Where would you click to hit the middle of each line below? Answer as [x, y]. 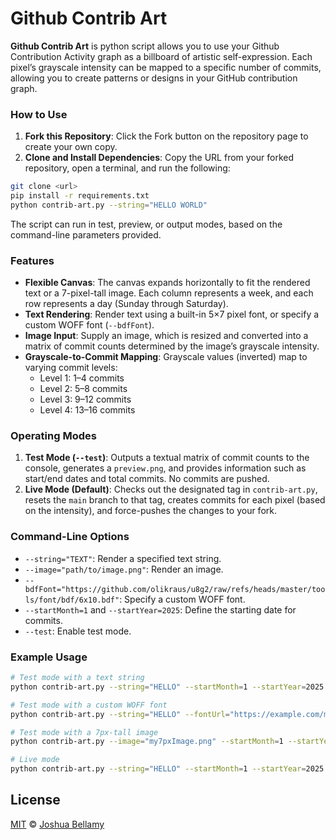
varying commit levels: [71, 368]
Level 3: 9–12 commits [85, 399]
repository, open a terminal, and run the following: [127, 168]
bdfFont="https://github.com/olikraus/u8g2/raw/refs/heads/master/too [175, 589]
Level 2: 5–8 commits [83, 389]
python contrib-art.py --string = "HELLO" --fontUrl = [120, 714]
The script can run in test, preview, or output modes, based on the [146, 224]
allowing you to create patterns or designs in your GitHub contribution [154, 78]
